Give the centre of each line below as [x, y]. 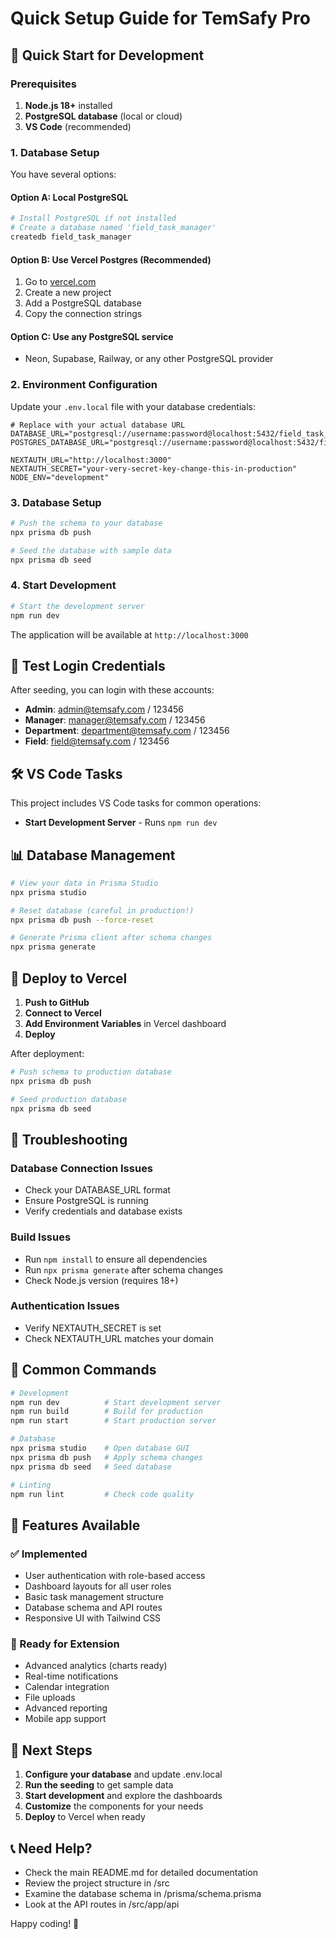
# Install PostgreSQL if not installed [93, 218]
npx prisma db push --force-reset [82, 920]
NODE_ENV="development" [60, 477]
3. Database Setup [56, 502]
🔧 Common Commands [83, 1370]
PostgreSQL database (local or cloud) [103, 116]
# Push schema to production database [91, 1072]
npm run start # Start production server [113, 1421]
